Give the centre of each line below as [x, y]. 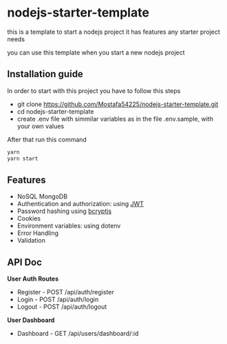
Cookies [29, 219]
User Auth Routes [33, 279]
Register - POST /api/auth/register [66, 292]
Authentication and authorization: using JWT [80, 204]
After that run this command [47, 139]
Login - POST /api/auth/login [58, 300]
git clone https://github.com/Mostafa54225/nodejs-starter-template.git [118, 104]
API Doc [25, 262]
